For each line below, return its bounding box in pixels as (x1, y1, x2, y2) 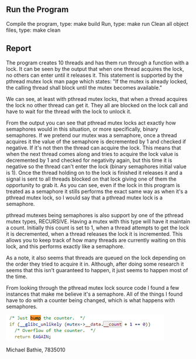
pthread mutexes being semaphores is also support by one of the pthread (6, 211, 184, 219)
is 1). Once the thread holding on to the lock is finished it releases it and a (6, 169, 183, 176)
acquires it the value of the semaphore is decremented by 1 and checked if (6, 138, 186, 145)
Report (6, 43, 32, 53)
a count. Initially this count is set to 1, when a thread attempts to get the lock (6, 224, 190, 231)
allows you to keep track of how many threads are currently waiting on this (6, 236, 186, 243)
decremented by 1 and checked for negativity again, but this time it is (6, 157, 173, 164)
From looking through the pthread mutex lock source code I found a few (6, 284, 180, 291)
